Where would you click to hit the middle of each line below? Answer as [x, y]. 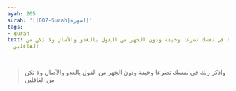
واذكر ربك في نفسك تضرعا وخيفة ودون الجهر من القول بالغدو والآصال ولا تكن [125, 72]
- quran [19, 33]
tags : [15, 27]
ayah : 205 [22, 14]
